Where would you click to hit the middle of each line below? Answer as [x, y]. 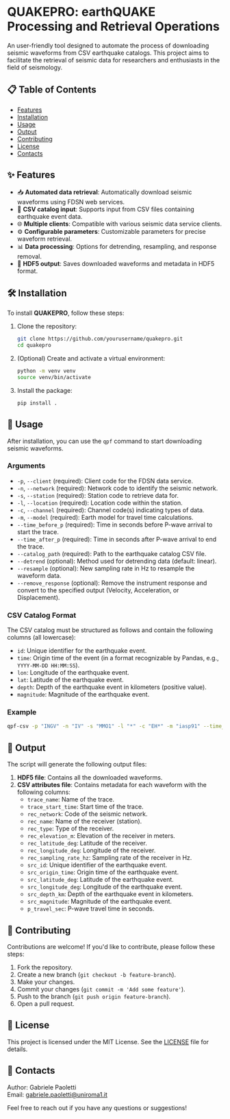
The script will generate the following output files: [77, 765]
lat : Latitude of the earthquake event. [71, 680]
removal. [29, 256]
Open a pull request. [46, 1003]
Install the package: [45, 390]
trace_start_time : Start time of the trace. [85, 807]
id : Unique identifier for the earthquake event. [82, 651]
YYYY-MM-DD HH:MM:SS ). [48, 665]
